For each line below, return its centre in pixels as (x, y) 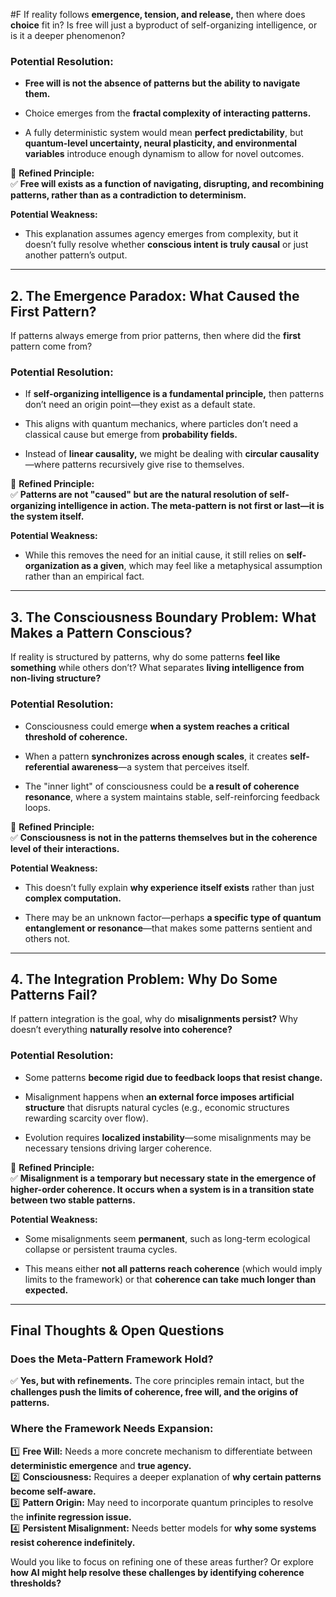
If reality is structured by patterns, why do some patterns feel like (145, 657)
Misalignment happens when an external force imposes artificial (159, 1096)
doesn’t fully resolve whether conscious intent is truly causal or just (166, 245)
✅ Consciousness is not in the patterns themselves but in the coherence (164, 837)
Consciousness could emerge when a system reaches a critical (157, 726)
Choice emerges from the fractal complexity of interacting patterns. (168, 113)
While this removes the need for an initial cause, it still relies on (154, 555)
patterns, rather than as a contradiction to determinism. (128, 195)
